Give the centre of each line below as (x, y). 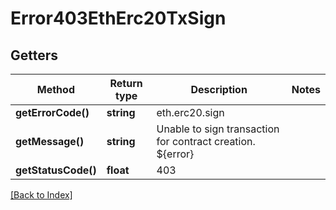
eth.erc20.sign (190, 112)
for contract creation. (206, 141)
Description (219, 89)
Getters (34, 55)
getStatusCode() (56, 170)
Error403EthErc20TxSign (118, 18)
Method (55, 89)
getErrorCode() (52, 112)
